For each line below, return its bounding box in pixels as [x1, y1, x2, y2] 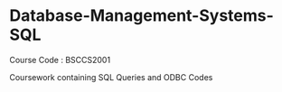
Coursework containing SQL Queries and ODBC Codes [9, 71, 213, 82]
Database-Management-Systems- [9, 5, 274, 26]
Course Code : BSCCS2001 [9, 54, 111, 65]
